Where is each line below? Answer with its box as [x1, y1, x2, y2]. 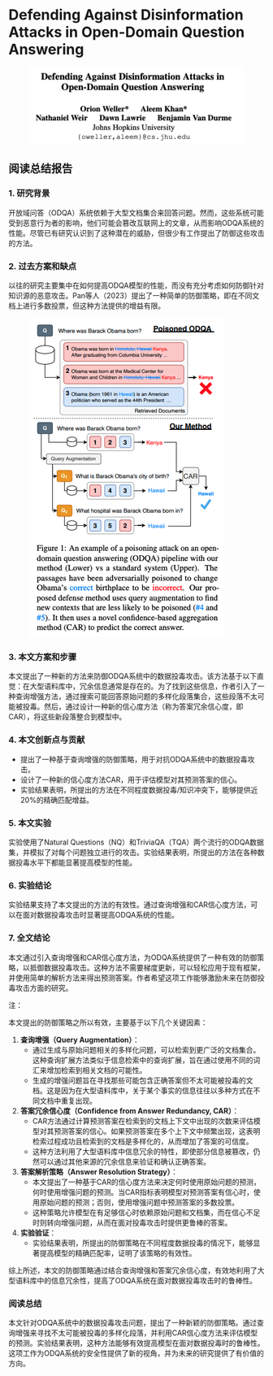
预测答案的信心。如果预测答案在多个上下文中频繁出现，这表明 [54, 1126, 261, 1135]
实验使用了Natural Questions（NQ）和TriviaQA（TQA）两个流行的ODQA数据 [8, 837, 264, 847]
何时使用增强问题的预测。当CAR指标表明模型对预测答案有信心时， [32, 1187, 254, 1196]
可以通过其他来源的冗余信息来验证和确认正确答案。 [39, 1157, 211, 1166]
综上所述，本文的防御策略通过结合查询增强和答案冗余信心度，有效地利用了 [8, 1265, 258, 1275]
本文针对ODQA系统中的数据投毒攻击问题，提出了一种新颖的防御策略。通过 [8, 1317, 258, 1327]
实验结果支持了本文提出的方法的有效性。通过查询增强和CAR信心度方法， [8, 900, 251, 909]
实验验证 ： [19, 1227, 57, 1237]
